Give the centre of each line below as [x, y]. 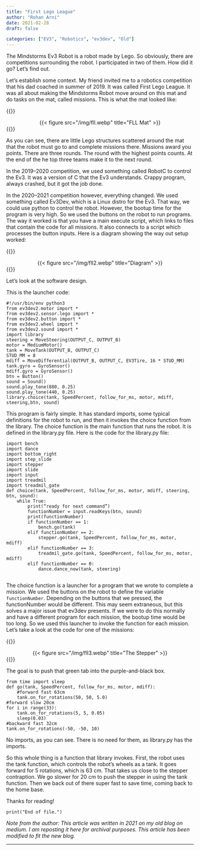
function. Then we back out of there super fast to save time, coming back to [99, 784]
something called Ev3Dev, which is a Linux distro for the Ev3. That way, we [98, 202]
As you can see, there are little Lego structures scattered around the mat [95, 140]
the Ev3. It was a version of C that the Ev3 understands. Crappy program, [96, 177]
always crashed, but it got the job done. [55, 184]
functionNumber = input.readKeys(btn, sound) [85, 512]
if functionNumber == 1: [58, 522]
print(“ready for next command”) [69, 506]
